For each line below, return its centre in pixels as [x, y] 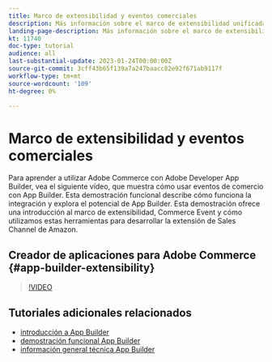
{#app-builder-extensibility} [82, 268]
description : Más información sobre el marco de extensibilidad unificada [137, 23]
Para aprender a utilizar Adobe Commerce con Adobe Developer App [124, 178]
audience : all [32, 53]
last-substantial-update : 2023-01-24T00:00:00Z [90, 62]
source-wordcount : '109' [50, 83]
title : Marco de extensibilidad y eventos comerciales [103, 16]
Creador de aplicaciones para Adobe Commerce [132, 255]
